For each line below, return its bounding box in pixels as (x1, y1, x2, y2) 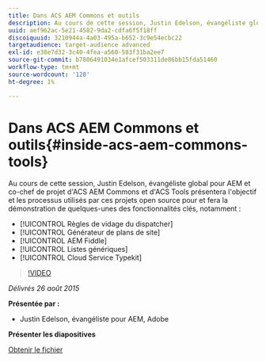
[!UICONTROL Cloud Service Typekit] (19, 253, 142, 262)
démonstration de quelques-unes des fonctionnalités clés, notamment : (8, 204, 241, 214)
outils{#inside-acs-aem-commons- (8, 135, 248, 154)
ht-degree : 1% (8, 78, 55, 86)
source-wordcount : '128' (8, 70, 90, 78)
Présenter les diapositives (8, 330, 97, 339)
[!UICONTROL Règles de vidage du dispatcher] (19, 219, 173, 229)
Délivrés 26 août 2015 (8, 284, 80, 293)
